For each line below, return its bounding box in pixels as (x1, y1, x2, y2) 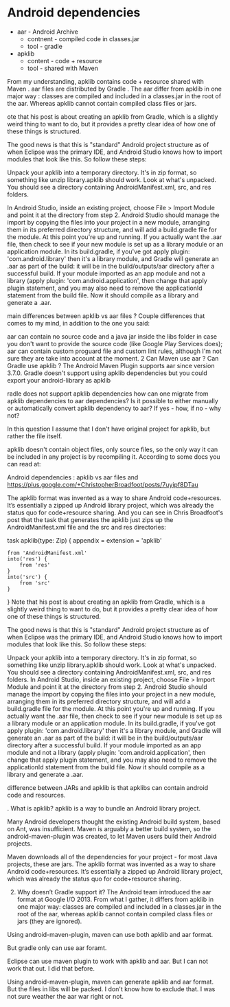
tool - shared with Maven (27, 64, 98, 72)
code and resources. (7, 791, 66, 799)
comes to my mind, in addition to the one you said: (7, 319, 150, 327)
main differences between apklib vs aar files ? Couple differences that (7, 311, 205, 320)
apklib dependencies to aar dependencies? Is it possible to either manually (7, 396, 218, 405)
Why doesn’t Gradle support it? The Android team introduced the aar (16, 887, 211, 896)
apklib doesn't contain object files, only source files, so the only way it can (7, 445, 218, 453)
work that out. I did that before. (7, 964, 95, 973)
